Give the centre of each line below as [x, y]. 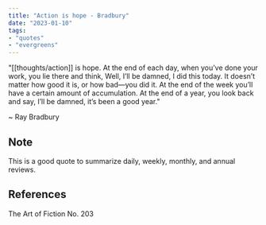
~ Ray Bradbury [34, 117]
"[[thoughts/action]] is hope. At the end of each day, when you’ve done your [133, 68]
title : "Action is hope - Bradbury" [69, 16]
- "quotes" [26, 38]
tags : [17, 30]
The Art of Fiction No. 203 [51, 213]
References [37, 194]
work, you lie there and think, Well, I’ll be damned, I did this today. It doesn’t [132, 76]
